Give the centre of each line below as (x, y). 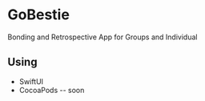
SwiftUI (31, 81)
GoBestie (38, 15)
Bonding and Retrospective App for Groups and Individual (102, 37)
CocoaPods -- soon (52, 90)
